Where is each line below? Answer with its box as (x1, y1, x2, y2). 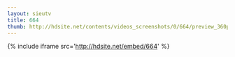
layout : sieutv (7, 10, 52, 17)
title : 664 (7, 17, 39, 24)
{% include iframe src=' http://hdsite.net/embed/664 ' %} (7, 42, 170, 51)
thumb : (7, 23, 27, 30)
